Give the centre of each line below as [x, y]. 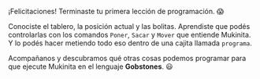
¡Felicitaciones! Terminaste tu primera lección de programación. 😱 [116, 11]
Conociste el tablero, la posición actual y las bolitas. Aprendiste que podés [129, 26]
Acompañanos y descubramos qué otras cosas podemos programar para [127, 58]
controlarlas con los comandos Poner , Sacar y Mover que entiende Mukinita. [130, 35]
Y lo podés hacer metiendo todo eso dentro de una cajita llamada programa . [130, 43]
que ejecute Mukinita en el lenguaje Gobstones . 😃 [91, 66]
